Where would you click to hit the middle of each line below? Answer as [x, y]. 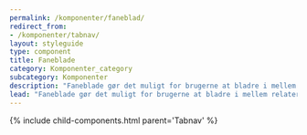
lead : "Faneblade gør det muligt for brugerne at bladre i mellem [138, 94]
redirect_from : [38, 26]
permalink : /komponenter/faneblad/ [77, 18]
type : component [40, 52]
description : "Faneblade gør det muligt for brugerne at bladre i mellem [153, 86]
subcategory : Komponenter [58, 78]
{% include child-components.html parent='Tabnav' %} [114, 120]
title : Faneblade [42, 60]
